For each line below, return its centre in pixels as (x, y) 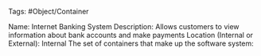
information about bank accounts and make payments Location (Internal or (130, 35)
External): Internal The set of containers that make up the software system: (131, 43)
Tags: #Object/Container (49, 11)
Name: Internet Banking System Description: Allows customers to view (124, 26)
